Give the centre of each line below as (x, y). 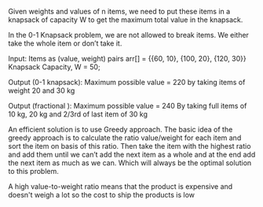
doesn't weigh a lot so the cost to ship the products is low (101, 195)
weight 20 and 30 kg (42, 91)
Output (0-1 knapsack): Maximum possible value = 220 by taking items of (127, 82)
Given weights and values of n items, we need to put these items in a (119, 11)
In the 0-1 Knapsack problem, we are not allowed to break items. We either (129, 35)
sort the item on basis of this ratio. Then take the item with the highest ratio (130, 146)
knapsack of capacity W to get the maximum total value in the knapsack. (126, 20)
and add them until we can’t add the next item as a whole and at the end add (132, 154)
